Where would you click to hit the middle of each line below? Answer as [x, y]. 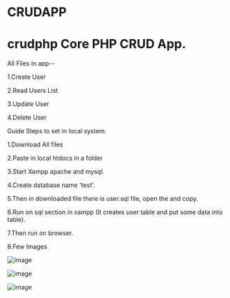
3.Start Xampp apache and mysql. [56, 172]
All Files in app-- [31, 64]
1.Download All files [35, 144]
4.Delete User [27, 118]
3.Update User [28, 104]
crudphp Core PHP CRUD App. [97, 44]
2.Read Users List [32, 91]
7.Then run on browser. [40, 233]
